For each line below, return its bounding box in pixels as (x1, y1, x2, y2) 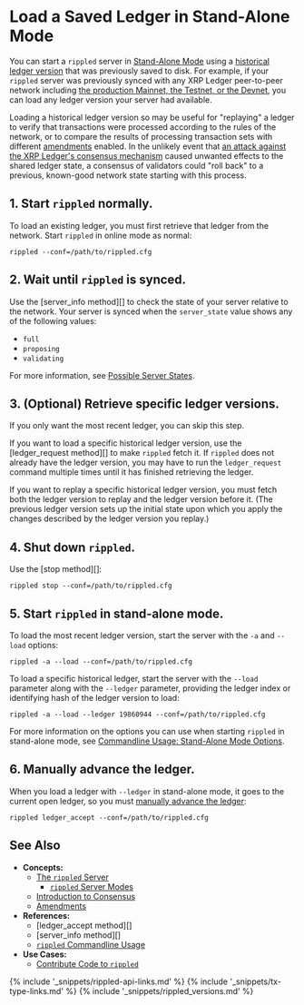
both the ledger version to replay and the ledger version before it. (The (9, 494, 274, 505)
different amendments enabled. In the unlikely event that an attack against (9, 141, 287, 152)
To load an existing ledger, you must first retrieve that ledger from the (9, 220, 270, 231)
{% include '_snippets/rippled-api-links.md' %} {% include (9, 976, 229, 987)
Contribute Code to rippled (35, 958, 139, 969)
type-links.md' (9, 985, 64, 996)
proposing (22, 344, 61, 353)
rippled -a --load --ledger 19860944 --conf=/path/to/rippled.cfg (9, 710, 266, 719)
